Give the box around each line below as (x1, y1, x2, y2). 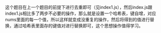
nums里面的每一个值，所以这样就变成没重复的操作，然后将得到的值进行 (5, 17, 150, 22)
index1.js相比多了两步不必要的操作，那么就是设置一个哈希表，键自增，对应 (5, 10, 157, 16)
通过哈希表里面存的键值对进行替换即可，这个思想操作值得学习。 (13, 23, 143, 29)
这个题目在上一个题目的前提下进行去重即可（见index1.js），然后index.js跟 (5, 4, 153, 10)
